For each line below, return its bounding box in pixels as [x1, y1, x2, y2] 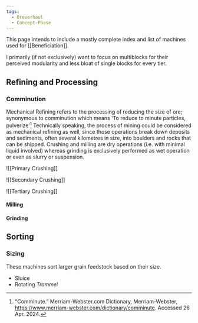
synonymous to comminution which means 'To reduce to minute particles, [6, 115, 186, 122]
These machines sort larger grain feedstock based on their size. [6, 263, 161, 270]
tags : [6, 8, 19, 15]
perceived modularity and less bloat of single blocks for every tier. [6, 60, 167, 67]
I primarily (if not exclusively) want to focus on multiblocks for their [6, 54, 169, 61]
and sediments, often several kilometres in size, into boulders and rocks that [6, 134, 192, 141]
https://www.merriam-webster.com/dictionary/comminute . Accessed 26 [14, 304, 190, 311]
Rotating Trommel [14, 280, 58, 288]
